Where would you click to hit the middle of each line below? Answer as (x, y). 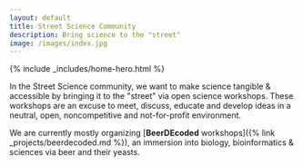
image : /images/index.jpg (58, 43)
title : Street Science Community (73, 26)
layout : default (40, 18)
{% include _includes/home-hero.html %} (87, 69)
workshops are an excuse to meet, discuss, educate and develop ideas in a (150, 106)
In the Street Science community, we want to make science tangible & (140, 86)
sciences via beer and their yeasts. (75, 152)
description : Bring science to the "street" (95, 34)
